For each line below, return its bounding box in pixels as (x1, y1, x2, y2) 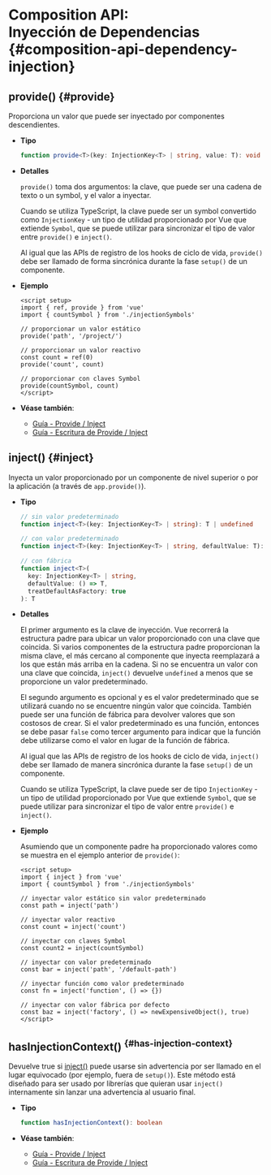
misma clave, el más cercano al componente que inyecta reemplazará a (19, 651, 260, 661)
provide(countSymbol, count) (19, 382, 119, 390)
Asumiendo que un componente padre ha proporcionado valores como (19, 842, 258, 852)
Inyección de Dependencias (8, 23, 200, 41)
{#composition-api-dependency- (8, 41, 238, 58)
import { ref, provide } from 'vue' (19, 303, 144, 312)
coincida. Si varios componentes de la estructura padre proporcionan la (19, 642, 260, 652)
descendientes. (8, 120, 60, 129)
